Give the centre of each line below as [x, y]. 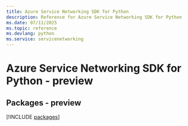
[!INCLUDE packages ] [33, 117]
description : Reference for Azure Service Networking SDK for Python [94, 17]
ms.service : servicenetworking [45, 39]
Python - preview [50, 81]
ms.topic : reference [32, 28]
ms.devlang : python [30, 34]
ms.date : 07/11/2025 [32, 22]
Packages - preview [44, 103]
